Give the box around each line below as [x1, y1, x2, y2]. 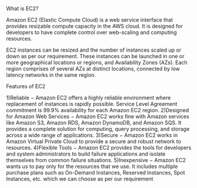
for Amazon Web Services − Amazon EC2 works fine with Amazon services [6, 113, 190, 120]
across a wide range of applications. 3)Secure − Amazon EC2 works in [6, 132, 178, 139]
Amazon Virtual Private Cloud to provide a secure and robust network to [6, 138, 182, 145]
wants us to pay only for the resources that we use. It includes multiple [6, 163, 178, 170]
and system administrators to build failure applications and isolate [6, 150, 166, 157]
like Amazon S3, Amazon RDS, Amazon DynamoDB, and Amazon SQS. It [6, 119, 182, 126]
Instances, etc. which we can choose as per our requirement [6, 176, 153, 182]
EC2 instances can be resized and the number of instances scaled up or [6, 46, 182, 53]
